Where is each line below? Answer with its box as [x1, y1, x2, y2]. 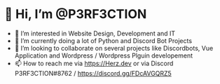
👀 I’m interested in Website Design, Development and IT [14, 29, 176, 37]
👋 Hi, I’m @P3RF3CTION [4, 6, 147, 22]
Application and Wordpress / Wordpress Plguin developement [14, 51, 193, 60]
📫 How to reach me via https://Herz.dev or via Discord [14, 59, 174, 67]
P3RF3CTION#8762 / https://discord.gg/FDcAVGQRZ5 [14, 69, 172, 77]
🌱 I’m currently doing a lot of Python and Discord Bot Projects [14, 36, 192, 44]
